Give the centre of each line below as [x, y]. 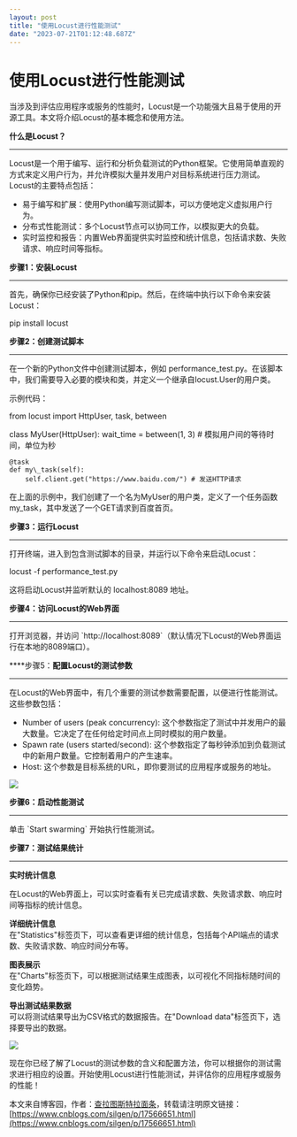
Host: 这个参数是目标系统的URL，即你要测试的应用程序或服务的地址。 [148, 767]
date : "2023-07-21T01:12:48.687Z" [73, 34]
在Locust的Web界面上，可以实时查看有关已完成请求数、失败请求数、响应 [142, 894]
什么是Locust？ [38, 136]
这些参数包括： [36, 703]
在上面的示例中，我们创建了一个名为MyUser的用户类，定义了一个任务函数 [144, 497]
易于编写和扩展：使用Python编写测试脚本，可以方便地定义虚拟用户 [143, 204]
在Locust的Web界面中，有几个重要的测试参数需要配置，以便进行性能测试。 [146, 693]
